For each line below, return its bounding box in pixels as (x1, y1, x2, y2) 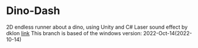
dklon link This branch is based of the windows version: (6, 29, 142, 36)
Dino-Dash (6, 4, 60, 18)
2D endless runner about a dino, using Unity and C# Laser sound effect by (6, 23, 188, 30)
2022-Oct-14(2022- (143, 29, 193, 36)
